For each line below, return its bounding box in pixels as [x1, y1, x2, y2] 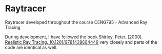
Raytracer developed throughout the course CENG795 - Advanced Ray [5, 19, 148, 25]
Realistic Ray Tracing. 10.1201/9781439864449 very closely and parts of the [5, 39, 158, 45]
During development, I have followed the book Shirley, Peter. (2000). [5, 34, 143, 40]
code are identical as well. [5, 44, 58, 50]
